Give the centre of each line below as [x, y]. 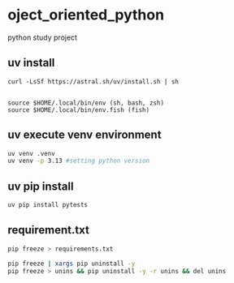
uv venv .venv [32, 153]
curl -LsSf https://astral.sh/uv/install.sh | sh [93, 81]
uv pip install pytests [48, 205]
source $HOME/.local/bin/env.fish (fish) [79, 110]
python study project [43, 37]
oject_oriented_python [86, 15]
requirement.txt [49, 230]
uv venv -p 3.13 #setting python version [79, 161]
